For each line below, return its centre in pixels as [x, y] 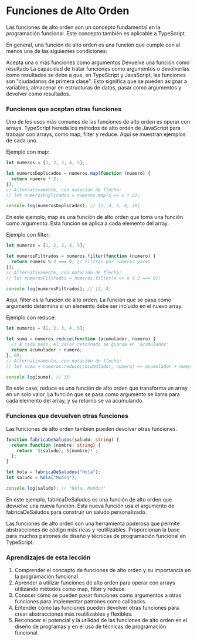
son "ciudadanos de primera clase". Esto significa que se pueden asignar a [97, 81]
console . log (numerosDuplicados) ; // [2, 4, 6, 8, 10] [73, 206]
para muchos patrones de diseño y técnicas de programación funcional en [96, 536]
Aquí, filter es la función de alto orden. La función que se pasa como [89, 300]
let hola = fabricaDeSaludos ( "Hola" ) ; [53, 472]
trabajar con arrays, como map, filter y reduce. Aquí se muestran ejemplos [96, 134]
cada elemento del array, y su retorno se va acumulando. [75, 401]
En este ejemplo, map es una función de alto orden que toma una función [95, 217]
